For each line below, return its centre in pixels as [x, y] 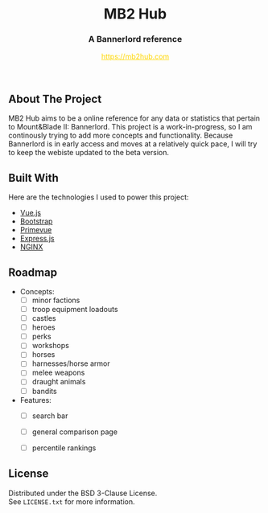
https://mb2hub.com [135, 56]
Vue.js [31, 213]
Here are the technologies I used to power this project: [99, 197]
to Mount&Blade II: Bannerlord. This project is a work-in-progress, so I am [130, 127]
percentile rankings [64, 448]
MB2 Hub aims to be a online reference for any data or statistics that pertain [134, 118]
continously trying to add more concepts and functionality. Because [121, 135]
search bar [50, 416]
